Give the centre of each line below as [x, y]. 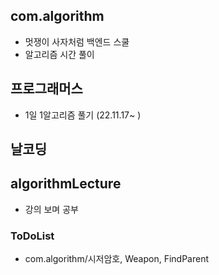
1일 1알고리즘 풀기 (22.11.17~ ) [83, 115]
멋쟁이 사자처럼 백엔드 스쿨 [77, 41]
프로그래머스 [46, 89]
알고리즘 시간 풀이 [59, 54]
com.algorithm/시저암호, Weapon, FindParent [116, 259]
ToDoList [32, 236]
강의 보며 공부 [51, 209]
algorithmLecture [66, 184]
